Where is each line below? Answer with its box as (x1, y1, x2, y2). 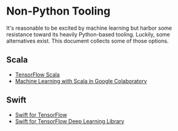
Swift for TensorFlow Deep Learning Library (15, 117, 125, 125)
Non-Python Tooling (6, 4, 111, 18)
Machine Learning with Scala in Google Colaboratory (15, 77, 147, 84)
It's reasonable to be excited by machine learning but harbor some (6, 24, 173, 32)
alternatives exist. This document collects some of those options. (6, 37, 169, 44)
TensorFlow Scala (15, 71, 60, 78)
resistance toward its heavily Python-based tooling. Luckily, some (6, 30, 171, 38)
